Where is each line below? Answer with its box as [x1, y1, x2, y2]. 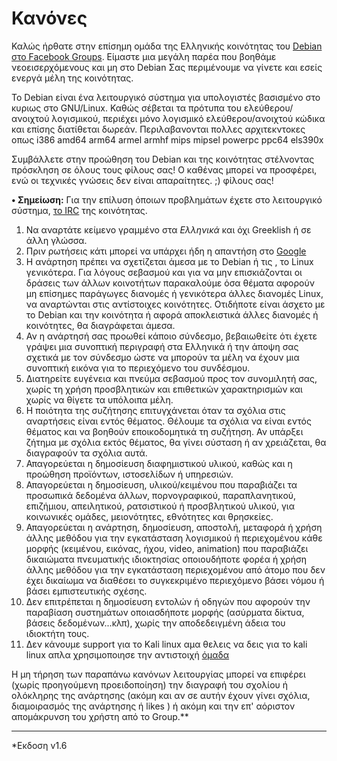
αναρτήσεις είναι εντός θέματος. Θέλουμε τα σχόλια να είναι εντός [25, 415, 312, 427]
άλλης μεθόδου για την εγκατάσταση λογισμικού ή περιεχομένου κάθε [25, 532, 323, 544]
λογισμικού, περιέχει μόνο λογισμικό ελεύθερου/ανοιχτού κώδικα [51, 112, 326, 124]
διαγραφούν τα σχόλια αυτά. [25, 447, 148, 459]
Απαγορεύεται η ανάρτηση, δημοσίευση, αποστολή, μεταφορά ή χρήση [25, 521, 323, 533]
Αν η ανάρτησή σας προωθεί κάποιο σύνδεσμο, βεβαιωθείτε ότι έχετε [25, 330, 318, 342]
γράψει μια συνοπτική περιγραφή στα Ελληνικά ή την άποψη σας [25, 340, 299, 352]
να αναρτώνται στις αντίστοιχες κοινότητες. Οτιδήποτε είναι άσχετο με [25, 298, 326, 310]
